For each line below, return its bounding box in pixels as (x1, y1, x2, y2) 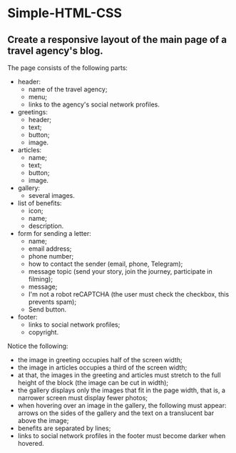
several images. (28, 191, 75, 199)
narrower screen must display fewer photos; (17, 394, 148, 402)
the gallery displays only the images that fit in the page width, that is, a (17, 386, 226, 394)
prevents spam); (28, 298, 77, 306)
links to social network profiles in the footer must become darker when (17, 432, 226, 440)
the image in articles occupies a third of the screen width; (17, 363, 188, 372)
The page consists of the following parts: (7, 64, 128, 72)
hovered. (17, 439, 44, 447)
